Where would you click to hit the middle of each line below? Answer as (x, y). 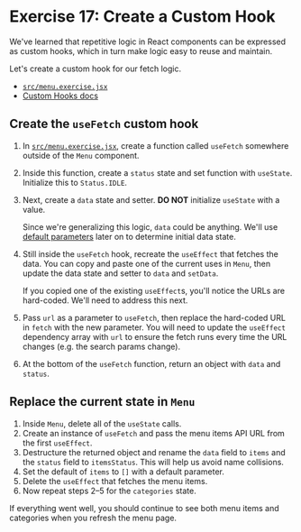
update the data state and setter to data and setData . (120, 273)
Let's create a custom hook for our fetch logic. (96, 69)
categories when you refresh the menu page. (93, 518)
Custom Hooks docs (60, 96)
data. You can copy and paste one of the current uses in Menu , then (146, 263)
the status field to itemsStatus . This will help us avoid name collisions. (153, 462)
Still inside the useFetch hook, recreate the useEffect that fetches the (150, 253)
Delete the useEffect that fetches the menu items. (115, 481)
